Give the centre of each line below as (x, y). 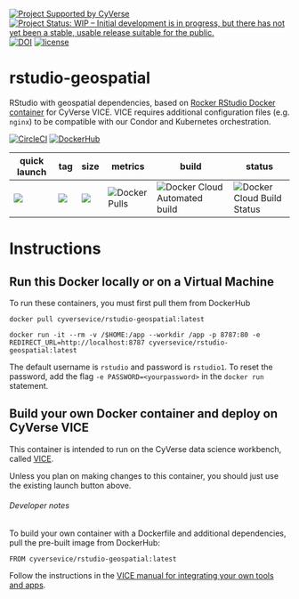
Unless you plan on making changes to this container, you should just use (144, 475)
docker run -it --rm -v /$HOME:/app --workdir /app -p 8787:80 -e (135, 335)
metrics (128, 166)
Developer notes (39, 506)
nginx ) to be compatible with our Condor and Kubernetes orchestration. (140, 121)
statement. (29, 385)
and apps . (28, 585)
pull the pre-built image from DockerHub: (85, 542)
